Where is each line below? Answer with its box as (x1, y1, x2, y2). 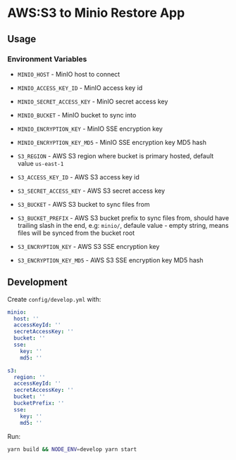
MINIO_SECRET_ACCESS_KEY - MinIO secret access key (17, 97, 168, 106)
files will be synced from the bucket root (17, 229, 135, 237)
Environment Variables (7, 54, 87, 64)
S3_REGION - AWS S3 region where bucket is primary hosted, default (17, 151, 214, 160)
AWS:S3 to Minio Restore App (7, 5, 185, 21)
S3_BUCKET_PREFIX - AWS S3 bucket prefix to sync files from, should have (17, 213, 230, 222)
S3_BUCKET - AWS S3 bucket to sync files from (17, 200, 150, 208)
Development (7, 276, 68, 288)
